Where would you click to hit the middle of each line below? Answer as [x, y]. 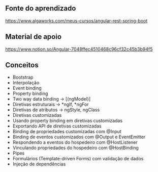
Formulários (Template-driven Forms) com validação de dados [78, 159]
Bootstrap [23, 77]
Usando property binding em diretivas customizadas [68, 121]
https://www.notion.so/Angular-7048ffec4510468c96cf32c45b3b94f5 [79, 49]
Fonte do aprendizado [41, 8]
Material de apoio [34, 37]
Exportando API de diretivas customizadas [57, 126]
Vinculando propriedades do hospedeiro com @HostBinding [75, 148]
